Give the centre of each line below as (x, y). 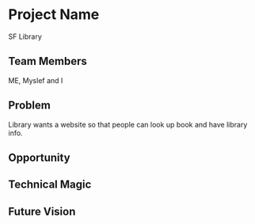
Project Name (54, 15)
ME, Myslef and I (36, 80)
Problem (30, 106)
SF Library (25, 36)
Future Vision (42, 211)
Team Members (48, 61)
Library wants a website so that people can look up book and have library (128, 124)
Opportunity (39, 157)
